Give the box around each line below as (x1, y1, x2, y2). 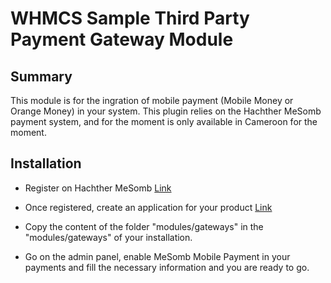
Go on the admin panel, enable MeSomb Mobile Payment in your (24, 250, 291, 262)
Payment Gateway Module (10, 28, 234, 51)
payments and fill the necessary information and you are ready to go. (24, 261, 310, 273)
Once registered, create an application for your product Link (24, 201, 273, 213)
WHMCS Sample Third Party (10, 7, 250, 30)
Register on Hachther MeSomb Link (24, 182, 172, 194)
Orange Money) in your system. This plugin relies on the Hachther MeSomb (10, 105, 322, 117)
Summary (10, 68, 73, 85)
